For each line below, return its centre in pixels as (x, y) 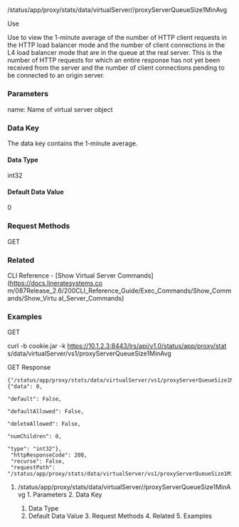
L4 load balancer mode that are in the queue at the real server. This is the (115, 53)
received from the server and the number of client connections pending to (116, 68)
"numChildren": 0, (34, 437)
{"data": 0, (25, 387)
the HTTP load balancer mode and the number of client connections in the (116, 45)
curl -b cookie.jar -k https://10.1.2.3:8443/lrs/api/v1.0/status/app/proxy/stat (117, 346)
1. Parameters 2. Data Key (64, 495)
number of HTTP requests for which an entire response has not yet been (114, 61)
